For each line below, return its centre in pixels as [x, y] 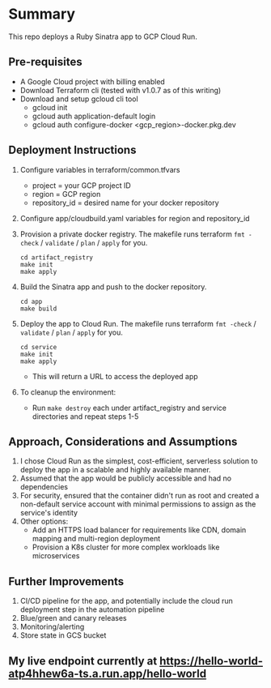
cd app [31, 301]
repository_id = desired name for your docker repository [126, 203]
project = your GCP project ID [81, 185]
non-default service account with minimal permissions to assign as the [138, 504]
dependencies [44, 487]
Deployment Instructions [72, 150]
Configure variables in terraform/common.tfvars [100, 169]
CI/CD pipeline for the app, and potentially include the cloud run [126, 601]
